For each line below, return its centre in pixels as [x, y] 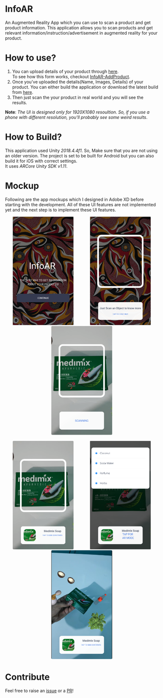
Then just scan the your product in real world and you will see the [78, 97]
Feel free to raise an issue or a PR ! [39, 691]
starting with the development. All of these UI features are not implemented [81, 204]
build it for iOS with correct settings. [41, 161]
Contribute [27, 677]
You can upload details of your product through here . [65, 71]
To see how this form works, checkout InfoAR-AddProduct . [71, 76]
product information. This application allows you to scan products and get [79, 27]
